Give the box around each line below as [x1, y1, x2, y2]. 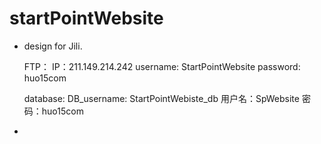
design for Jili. [23, 40, 83, 52]
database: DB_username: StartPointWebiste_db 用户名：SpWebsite [23, 92, 300, 104]
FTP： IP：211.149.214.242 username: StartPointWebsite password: [23, 60, 301, 72]
